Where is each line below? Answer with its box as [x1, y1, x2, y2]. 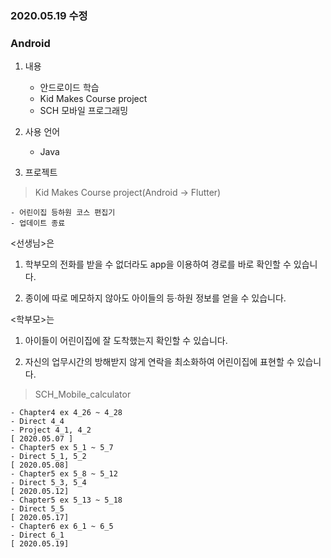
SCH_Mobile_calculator [34, 388, 132, 401]
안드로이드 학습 [39, 82, 100, 94]
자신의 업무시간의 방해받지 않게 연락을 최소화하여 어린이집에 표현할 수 [24, 356, 295, 368]
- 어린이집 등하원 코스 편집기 [10, 208, 116, 218]
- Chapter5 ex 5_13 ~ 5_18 [10, 495, 123, 506]
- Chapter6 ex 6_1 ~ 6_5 [10, 522, 114, 532]
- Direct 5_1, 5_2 [10, 452, 87, 462]
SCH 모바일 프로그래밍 [39, 105, 129, 117]
